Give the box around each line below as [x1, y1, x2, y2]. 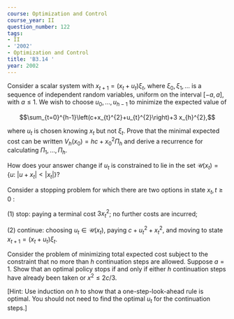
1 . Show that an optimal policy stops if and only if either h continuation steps [7, 265, 226, 274]
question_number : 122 [7, 23, 71, 30]
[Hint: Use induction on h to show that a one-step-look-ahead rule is [7, 288, 204, 296]
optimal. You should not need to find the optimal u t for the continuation [7, 295, 211, 304]
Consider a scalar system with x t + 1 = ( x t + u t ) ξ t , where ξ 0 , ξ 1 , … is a [7, 81, 202, 92]
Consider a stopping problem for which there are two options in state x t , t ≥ [7, 185, 224, 196]
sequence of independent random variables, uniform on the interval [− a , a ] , [7, 90, 224, 99]
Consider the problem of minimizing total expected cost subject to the [7, 250, 208, 259]
